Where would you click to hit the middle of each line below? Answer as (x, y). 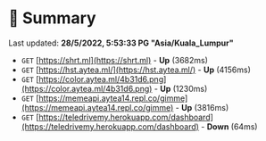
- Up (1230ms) (181, 88)
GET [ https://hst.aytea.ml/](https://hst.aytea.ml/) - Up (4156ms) (136, 70)
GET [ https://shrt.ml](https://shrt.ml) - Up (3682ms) (115, 60)
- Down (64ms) (229, 126)
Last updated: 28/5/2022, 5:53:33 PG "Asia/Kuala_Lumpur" (121, 43)
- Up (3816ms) (202, 107)
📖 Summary (52, 18)
